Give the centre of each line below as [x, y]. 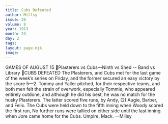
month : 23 [16, 34]
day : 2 [12, 39]
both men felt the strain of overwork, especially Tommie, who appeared [80, 89]
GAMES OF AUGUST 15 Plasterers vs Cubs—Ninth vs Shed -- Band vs [80, 67]
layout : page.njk [24, 48]
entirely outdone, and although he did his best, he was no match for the [80, 94]
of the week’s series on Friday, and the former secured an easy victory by [82, 78]
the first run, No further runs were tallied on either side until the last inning [83, 111]
